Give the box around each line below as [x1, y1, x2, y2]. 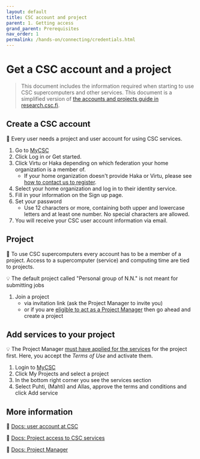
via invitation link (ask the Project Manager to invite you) [23, 299, 163, 306]
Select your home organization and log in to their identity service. [14, 184, 177, 192]
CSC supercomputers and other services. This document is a [20, 88, 172, 96]
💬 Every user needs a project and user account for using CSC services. [6, 135, 183, 142]
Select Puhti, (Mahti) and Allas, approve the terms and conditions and [14, 383, 187, 391]
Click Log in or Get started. [14, 153, 82, 160]
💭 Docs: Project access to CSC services [6, 434, 105, 442]
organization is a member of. [14, 166, 86, 173]
